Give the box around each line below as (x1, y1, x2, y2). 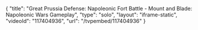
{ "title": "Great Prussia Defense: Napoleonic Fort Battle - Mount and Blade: (5, 5, 193, 12)
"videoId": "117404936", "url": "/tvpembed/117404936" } (5, 18, 146, 24)
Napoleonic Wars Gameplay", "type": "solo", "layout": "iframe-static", (5, 11, 177, 18)
